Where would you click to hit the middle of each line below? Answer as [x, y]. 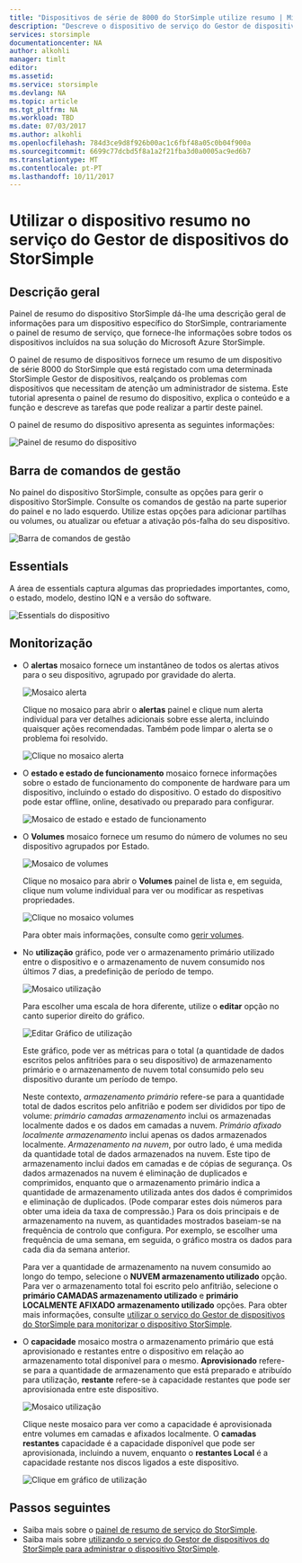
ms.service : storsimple [54, 84]
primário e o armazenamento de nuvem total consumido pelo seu [143, 1070]
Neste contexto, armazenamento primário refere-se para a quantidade [153, 1097]
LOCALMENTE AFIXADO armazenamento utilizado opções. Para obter [155, 1305]
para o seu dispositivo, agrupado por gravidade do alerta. [129, 674]
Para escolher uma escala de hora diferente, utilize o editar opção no [151, 1006]
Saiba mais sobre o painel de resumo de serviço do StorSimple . [140, 1530]
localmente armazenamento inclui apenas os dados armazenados [145, 1134]
